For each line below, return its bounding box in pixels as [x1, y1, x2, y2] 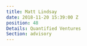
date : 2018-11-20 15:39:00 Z [6, 14, 79, 20]
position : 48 [6, 20, 39, 26]
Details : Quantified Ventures [6, 25, 82, 32]
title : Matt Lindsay [6, 8, 58, 15]
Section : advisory [6, 31, 52, 37]
